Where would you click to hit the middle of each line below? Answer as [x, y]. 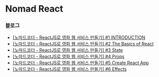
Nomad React [34, 9]
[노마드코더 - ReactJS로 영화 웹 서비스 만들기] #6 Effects [70, 69]
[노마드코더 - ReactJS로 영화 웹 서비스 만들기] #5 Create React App [81, 63]
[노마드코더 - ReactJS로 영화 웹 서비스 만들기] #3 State [68, 50]
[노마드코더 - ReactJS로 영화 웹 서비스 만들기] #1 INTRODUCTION [79, 37]
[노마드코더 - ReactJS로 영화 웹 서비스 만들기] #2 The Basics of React [83, 44]
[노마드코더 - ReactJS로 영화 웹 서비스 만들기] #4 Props [68, 57]
